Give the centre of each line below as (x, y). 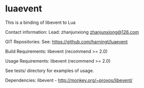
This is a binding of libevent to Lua (40, 22)
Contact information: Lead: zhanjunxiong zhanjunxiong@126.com (72, 32)
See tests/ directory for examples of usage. (50, 71)
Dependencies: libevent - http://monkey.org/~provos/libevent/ (69, 80)
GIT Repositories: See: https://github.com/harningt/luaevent (67, 42)
